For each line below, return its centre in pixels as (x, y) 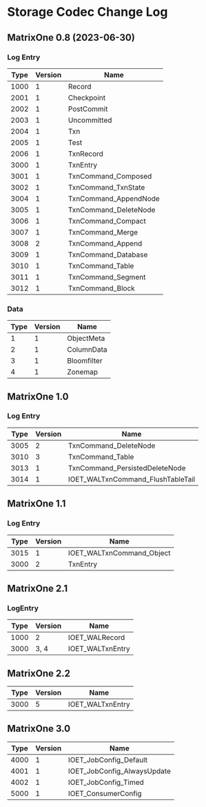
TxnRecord (85, 154)
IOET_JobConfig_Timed (106, 782)
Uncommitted (90, 120)
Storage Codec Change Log (87, 12)
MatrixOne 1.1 (37, 504)
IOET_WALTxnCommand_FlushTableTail (132, 479)
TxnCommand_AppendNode (114, 199)
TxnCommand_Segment (107, 277)
